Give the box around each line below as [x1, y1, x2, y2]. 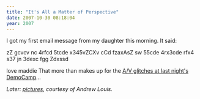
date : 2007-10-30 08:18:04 [6, 15, 75, 21]
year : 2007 [6, 20, 34, 26]
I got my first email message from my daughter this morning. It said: [6, 37, 177, 45]
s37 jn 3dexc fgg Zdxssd [6, 56, 69, 63]
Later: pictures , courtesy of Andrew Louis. [6, 86, 113, 93]
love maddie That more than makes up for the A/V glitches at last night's [6, 67, 188, 75]
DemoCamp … [6, 74, 41, 81]
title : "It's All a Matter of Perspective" [6, 9, 119, 15]
